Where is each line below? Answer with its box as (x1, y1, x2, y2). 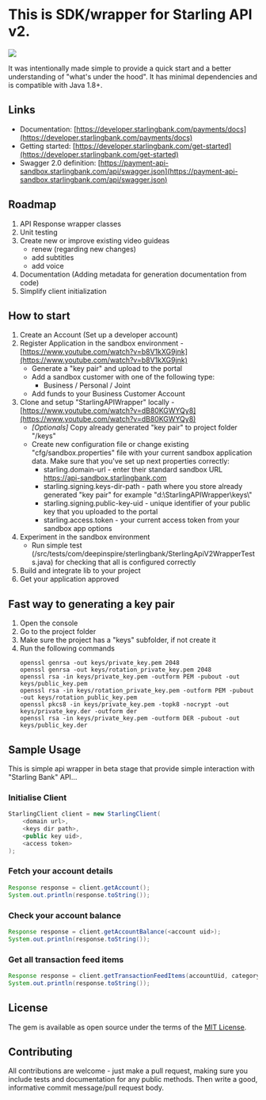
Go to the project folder (19, 627, 97, 636)
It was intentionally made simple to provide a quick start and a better (8, 63, 232, 73)
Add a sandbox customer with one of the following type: (31, 372, 215, 382)
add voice (31, 261, 65, 270)
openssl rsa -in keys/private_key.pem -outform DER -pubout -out (19, 715, 240, 723)
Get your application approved (19, 575, 120, 584)
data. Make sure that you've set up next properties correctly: (31, 456, 230, 466)
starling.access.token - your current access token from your (43, 515, 240, 525)
